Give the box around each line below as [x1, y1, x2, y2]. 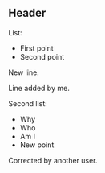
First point [19, 43, 54, 53]
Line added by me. [8, 83, 70, 93]
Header [8, 6, 46, 20]
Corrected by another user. [8, 155, 98, 165]
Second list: [8, 98, 48, 108]
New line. [8, 68, 40, 77]
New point [19, 140, 55, 150]
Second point [19, 51, 65, 61]
